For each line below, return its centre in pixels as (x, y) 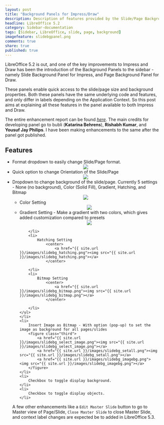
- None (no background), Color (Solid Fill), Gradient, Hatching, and (79, 187)
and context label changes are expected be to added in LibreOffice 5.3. (83, 417)
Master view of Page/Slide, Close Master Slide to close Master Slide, (82, 412)
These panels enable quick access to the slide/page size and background (79, 89)
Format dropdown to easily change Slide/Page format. (66, 162)
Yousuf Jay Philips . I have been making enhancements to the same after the (82, 130)
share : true (17, 46)
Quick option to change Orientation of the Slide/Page (65, 172)
